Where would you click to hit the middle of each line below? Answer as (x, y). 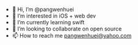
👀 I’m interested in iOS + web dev (54, 16)
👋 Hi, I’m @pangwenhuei (43, 9)
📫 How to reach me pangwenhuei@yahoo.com (72, 36)
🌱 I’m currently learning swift (48, 22)
